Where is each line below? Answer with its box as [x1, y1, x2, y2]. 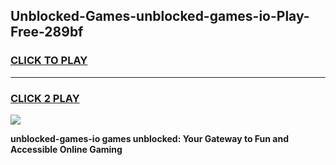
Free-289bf [10, 24, 84, 41]
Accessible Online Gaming [10, 143, 123, 155]
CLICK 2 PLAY [10, 91, 80, 105]
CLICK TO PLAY [10, 54, 88, 68]
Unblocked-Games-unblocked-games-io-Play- [10, 8, 310, 25]
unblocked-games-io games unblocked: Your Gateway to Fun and [10, 132, 289, 144]
